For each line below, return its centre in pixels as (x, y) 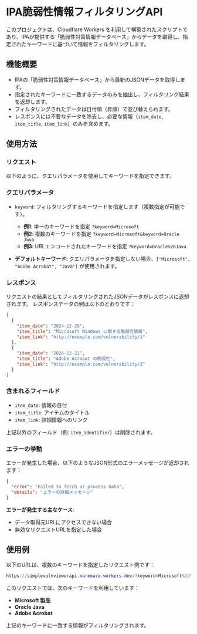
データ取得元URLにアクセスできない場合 (63, 522)
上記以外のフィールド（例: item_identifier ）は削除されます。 (81, 432)
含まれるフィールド (33, 391)
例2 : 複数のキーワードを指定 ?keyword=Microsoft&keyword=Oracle (101, 234)
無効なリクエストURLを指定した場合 (58, 530)
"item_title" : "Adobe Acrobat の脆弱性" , (66, 359)
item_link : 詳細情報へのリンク (51, 420)
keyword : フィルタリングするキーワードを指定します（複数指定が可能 (97, 207)
